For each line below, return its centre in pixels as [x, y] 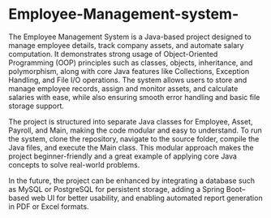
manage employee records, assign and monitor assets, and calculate [123, 88]
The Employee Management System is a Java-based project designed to [130, 37]
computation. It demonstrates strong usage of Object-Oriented [113, 54]
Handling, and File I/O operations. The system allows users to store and [128, 80]
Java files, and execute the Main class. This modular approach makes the [131, 147]
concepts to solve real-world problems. [74, 164]
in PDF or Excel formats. [49, 206]
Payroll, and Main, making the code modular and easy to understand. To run [135, 130]
